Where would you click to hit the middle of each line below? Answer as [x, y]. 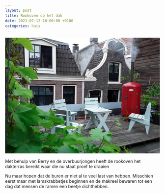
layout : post [18, 10]
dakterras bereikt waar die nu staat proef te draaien [57, 167]
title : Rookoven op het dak [34, 15]
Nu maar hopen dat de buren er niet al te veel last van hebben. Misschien [79, 176]
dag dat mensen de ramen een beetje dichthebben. [57, 187]
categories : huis [23, 26]
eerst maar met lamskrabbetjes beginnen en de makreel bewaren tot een [79, 181]
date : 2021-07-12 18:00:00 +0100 [39, 21]
